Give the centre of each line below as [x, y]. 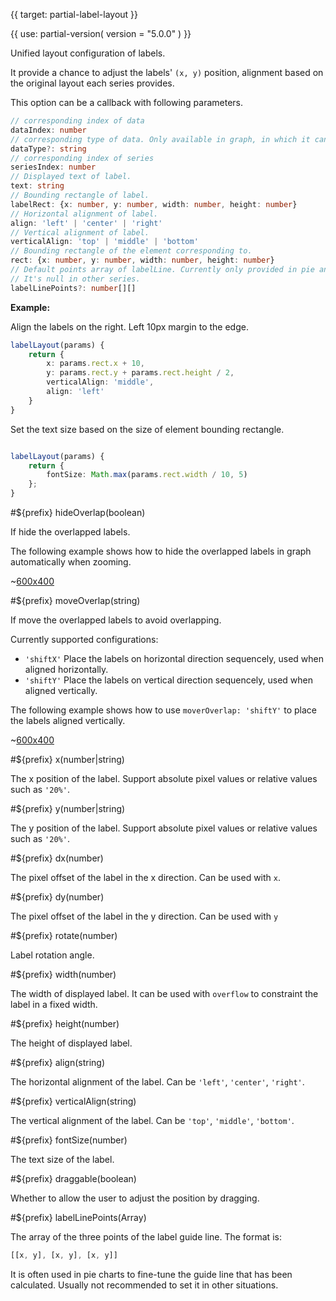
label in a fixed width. [54, 1004]
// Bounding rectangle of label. [80, 195]
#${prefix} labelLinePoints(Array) [78, 1217]
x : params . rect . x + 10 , [95, 364]
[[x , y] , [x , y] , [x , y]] [64, 1255]
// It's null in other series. [75, 279]
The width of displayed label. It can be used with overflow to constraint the [164, 993]
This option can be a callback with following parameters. [127, 102]
